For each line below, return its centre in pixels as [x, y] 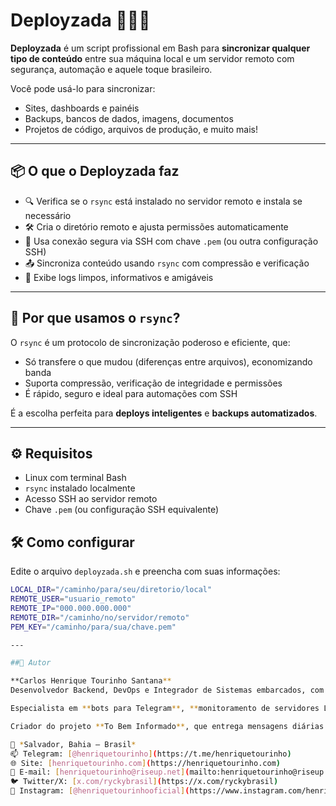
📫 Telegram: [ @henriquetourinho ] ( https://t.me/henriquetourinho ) [151, 754]
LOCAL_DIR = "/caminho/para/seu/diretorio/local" [111, 590]
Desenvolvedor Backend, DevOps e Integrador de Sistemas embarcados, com [167, 690]
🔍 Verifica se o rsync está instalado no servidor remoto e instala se [163, 201]
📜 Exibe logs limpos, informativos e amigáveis [119, 277]
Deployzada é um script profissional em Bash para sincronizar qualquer [160, 48]
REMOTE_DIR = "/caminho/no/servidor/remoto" [100, 617]
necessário [48, 215]
